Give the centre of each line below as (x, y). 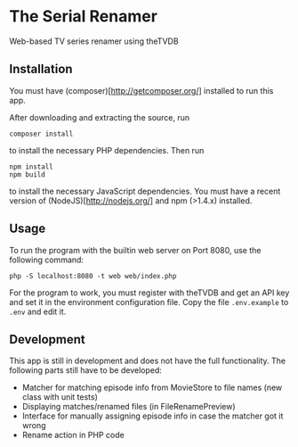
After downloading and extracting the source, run (100, 117)
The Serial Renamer (84, 17)
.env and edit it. (38, 311)
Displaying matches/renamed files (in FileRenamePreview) (129, 407)
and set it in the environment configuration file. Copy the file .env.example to (149, 302)
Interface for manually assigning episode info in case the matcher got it (153, 416)
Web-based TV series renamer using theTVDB (94, 41)
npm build (28, 174)
